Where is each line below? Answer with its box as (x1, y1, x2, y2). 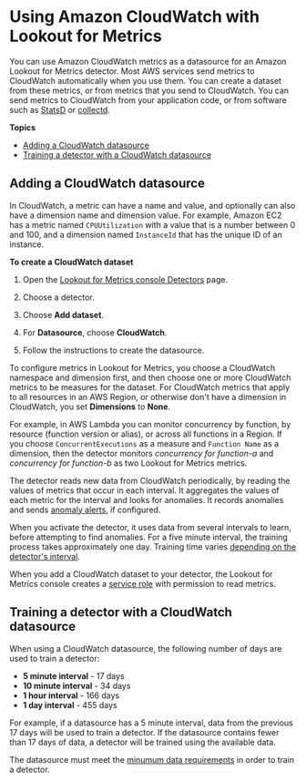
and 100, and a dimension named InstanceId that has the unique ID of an (9, 229, 282, 240)
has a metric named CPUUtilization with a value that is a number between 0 (9, 219, 296, 230)
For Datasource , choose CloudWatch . (22, 326, 168, 338)
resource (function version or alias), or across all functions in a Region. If (9, 428, 282, 439)
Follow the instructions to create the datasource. (22, 345, 205, 355)
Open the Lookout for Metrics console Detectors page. (22, 273, 229, 284)
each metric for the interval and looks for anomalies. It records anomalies (9, 494, 284, 505)
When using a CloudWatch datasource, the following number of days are (9, 643, 282, 653)
